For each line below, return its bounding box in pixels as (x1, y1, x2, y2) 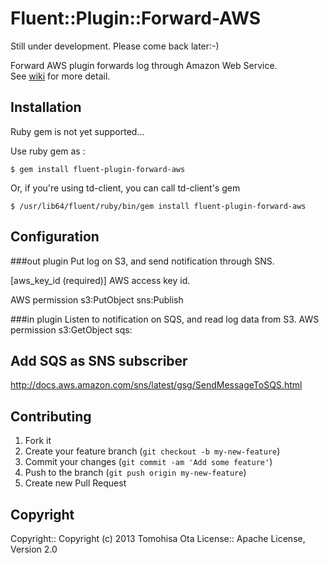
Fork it (24, 435, 52, 447)
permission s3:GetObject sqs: (10, 323, 133, 336)
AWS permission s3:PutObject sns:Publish (10, 293, 184, 306)
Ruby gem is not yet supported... (10, 125, 145, 137)
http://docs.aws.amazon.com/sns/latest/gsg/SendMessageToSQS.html (10, 379, 303, 391)
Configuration (10, 228, 100, 246)
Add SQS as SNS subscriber (10, 352, 188, 369)
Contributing (10, 408, 92, 425)
